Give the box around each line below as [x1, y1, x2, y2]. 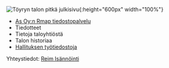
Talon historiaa [15, 37, 53, 44]
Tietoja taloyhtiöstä [15, 30, 63, 38]
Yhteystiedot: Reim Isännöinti [6, 55, 80, 62]
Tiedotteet [15, 24, 41, 31]
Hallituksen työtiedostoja [15, 43, 77, 50]
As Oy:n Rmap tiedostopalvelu [15, 18, 91, 24]
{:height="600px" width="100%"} [78, 6, 164, 13]
